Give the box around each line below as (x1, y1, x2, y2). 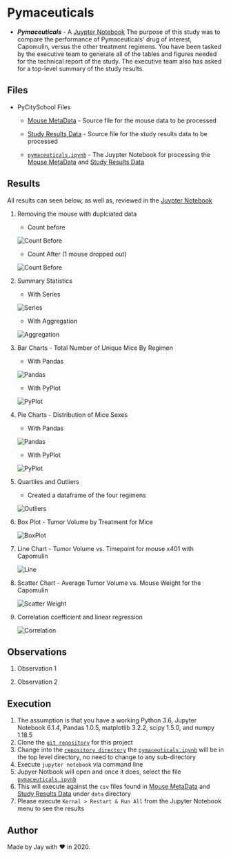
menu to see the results (17, 804, 85, 813)
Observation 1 (17, 664, 57, 673)
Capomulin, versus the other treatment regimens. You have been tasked (17, 42, 222, 50)
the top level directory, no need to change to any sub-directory (17, 753, 197, 761)
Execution (7, 698, 52, 709)
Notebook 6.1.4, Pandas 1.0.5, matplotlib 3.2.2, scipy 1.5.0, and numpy (17, 724, 215, 732)
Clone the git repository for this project (17, 738, 133, 747)
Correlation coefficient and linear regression (17, 613, 143, 621)
